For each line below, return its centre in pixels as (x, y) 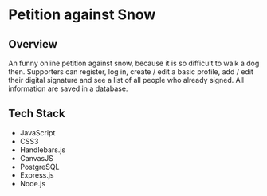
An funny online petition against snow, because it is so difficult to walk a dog (134, 63)
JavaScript (37, 132)
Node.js (33, 183)
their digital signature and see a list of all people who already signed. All (126, 80)
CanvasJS (36, 158)
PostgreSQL (39, 167)
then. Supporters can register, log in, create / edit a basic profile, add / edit (131, 72)
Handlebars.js (43, 150)
